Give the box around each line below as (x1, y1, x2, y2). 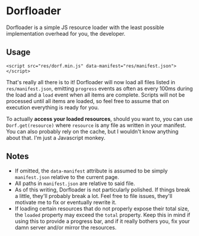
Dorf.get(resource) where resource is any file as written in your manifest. (6, 122, 187, 129)
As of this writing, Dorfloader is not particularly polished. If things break (14, 186, 190, 193)
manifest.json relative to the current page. (14, 173, 119, 180)
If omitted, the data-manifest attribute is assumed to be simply (14, 167, 168, 174)
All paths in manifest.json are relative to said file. (14, 180, 135, 187)
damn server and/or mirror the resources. (14, 224, 117, 231)
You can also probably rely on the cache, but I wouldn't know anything (6, 127, 179, 135)
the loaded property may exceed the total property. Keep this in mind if (14, 211, 191, 218)
